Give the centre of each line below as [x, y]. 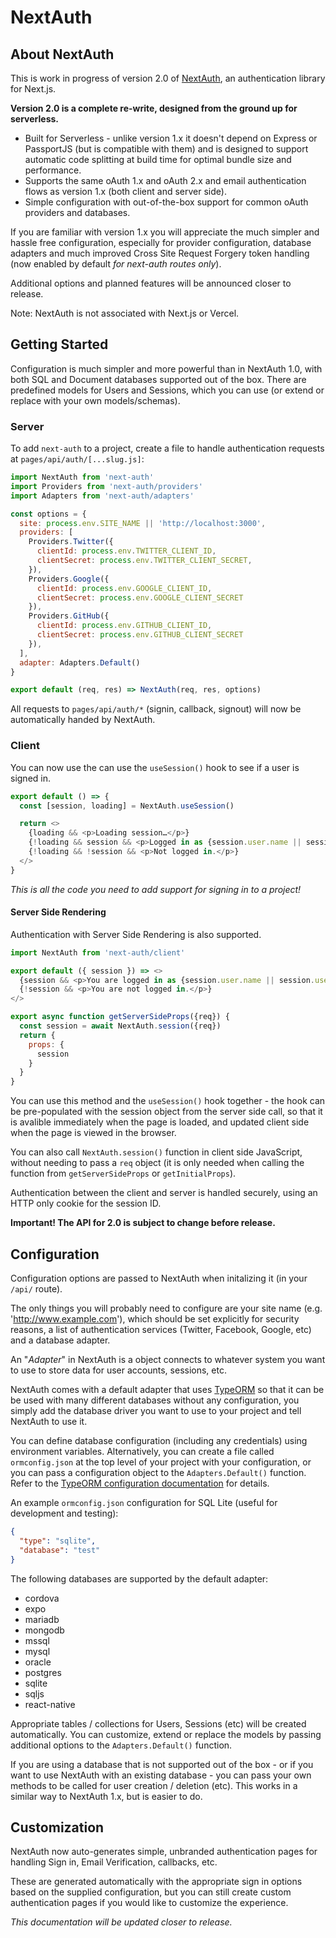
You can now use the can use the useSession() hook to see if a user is [155, 767]
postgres [43, 1672]
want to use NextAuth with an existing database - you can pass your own [161, 1775]
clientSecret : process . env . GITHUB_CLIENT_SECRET [140, 635]
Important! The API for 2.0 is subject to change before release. [143, 1223]
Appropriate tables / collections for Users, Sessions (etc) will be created [158, 1723]
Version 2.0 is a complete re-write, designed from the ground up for [154, 108]
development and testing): [64, 1513]
